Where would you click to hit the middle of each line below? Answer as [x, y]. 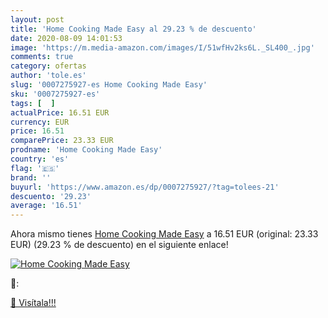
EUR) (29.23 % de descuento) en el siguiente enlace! [119, 245]
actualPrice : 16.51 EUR [60, 112]
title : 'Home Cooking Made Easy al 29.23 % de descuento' [133, 29]
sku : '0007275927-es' [55, 94]
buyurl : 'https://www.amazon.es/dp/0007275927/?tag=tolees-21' [145, 187]
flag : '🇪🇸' [35, 168]
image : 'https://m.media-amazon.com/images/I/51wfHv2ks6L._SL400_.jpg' [162, 47]
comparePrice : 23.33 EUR [62, 141]
